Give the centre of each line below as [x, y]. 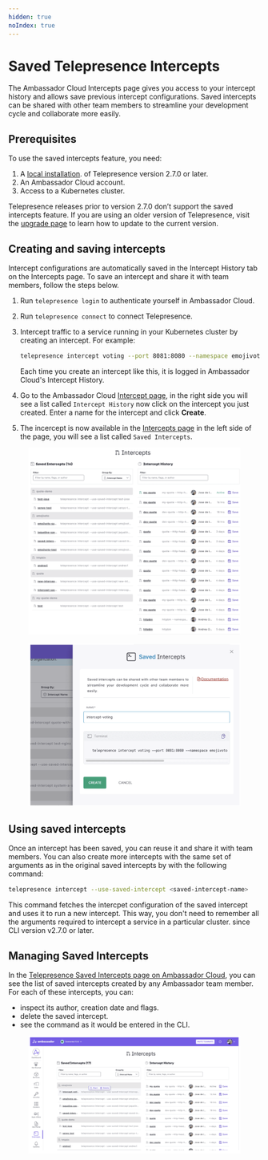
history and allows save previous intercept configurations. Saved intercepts [132, 97]
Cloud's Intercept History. [62, 379]
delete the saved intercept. [64, 1016]
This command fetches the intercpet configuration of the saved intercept [128, 905]
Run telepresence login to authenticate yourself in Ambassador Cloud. [137, 301]
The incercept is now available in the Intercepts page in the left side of [136, 428]
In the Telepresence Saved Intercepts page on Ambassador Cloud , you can [132, 975]
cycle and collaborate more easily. [65, 114]
